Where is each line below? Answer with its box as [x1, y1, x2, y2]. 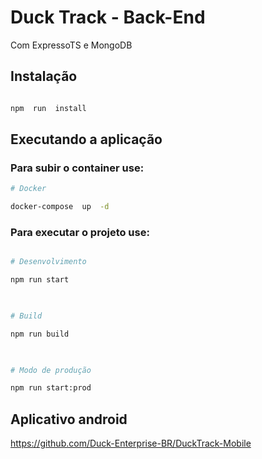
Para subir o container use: [10, 161, 145, 175]
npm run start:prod [10, 383, 92, 393]
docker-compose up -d [10, 202, 110, 212]
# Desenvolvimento [10, 257, 87, 267]
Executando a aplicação [10, 131, 163, 148]
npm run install [10, 103, 87, 113]
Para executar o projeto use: [10, 225, 150, 239]
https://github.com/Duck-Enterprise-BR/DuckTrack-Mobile [10, 437, 252, 450]
